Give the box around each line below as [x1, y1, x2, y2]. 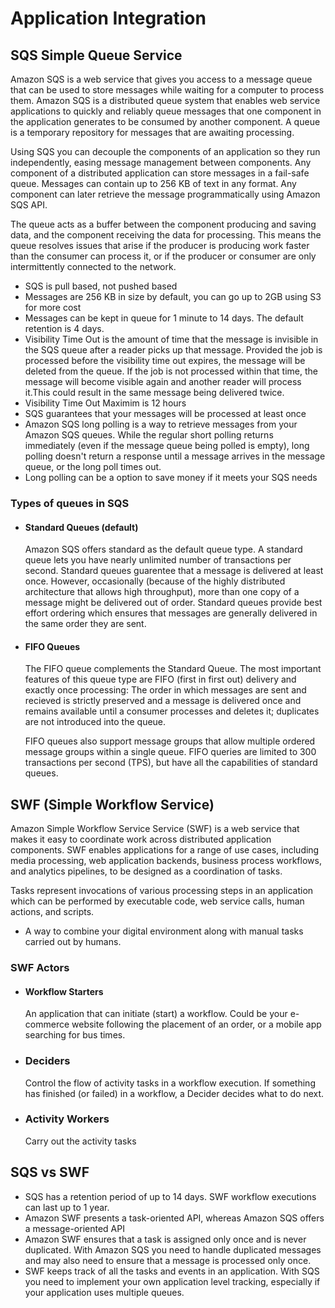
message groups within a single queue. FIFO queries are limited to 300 [24, 746, 317, 758]
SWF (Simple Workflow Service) [10, 796, 215, 813]
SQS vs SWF [10, 1164, 90, 1181]
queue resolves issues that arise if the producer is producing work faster [10, 240, 310, 251]
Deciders [24, 1054, 71, 1068]
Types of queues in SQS [10, 496, 130, 510]
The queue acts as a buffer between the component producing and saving [10, 218, 317, 230]
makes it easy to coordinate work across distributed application [10, 833, 272, 846]
